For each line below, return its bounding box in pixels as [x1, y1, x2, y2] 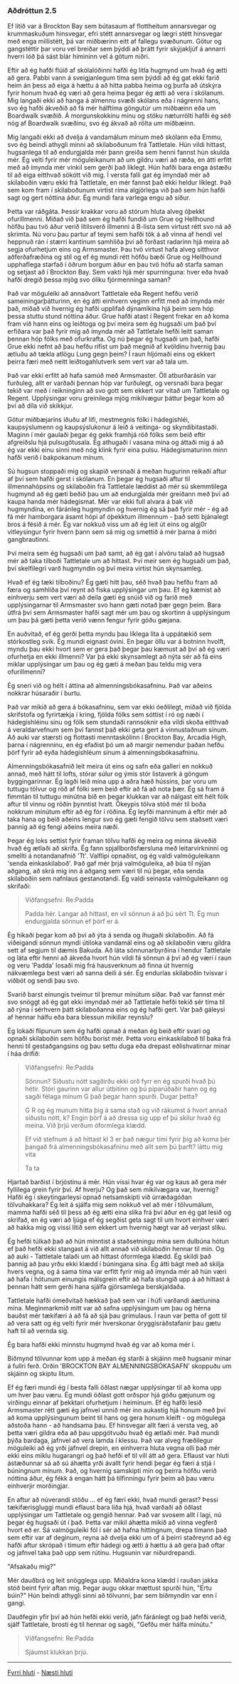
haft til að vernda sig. [7, 1327, 69, 1335]
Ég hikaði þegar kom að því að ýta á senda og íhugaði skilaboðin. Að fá [7, 931, 214, 940]
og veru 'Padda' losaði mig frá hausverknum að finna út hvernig [7, 961, 193, 970]
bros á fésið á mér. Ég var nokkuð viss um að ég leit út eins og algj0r [7, 520, 208, 529]
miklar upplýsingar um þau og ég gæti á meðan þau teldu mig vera [7, 660, 202, 669]
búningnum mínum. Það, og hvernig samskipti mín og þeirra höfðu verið [7, 1467, 217, 1475]
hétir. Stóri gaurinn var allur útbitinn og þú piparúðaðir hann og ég [24, 1084, 217, 1093]
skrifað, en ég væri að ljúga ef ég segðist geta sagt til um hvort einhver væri [7, 1216, 229, 1224]
